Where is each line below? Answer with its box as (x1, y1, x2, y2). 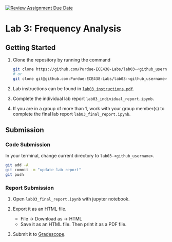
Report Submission (5, 184, 54, 191)
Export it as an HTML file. (12, 206, 67, 212)
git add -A (5, 163, 29, 168)
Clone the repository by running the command (12, 57, 111, 63)
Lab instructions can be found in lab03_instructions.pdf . (12, 85, 135, 92)
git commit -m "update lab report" (5, 167, 82, 173)
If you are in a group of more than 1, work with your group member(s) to (12, 105, 165, 111)
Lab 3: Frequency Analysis (5, 23, 122, 34)
